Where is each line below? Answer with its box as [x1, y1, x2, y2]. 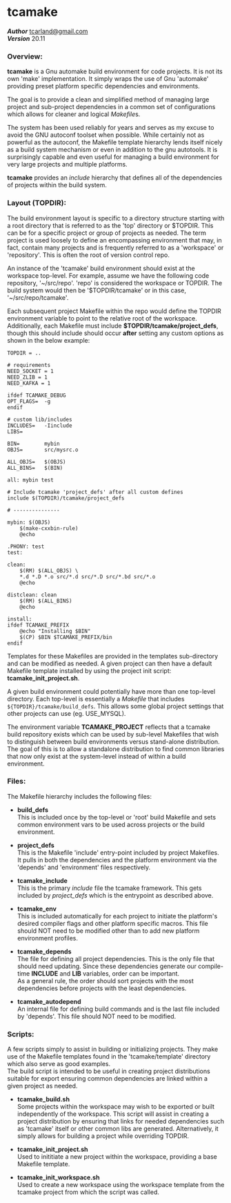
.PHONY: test [7, 543, 45, 550]
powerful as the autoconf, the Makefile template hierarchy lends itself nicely [7, 138, 223, 146]
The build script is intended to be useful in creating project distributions [7, 1067, 210, 1075]
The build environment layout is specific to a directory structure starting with [7, 214, 225, 222]
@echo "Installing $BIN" [19, 627, 91, 634]
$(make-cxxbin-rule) [19, 524, 79, 532]
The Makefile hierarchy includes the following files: [7, 792, 152, 800]
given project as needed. [7, 1082, 78, 1090]
